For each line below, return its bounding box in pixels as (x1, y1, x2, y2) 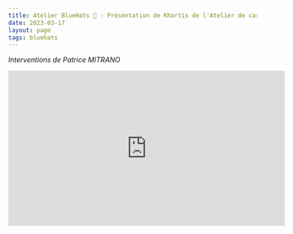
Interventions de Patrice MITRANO (8, 55, 121, 65)
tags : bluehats (8, 33, 58, 42)
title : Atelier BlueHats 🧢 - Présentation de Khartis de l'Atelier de (8, 11, 246, 20)
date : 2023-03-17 (8, 19, 66, 27)
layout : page (8, 26, 51, 34)
